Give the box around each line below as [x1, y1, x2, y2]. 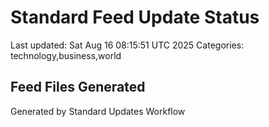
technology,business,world [10, 49, 122, 61]
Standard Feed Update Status [10, 6, 260, 29]
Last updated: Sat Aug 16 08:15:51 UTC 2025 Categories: [10, 39, 245, 51]
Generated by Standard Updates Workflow [10, 105, 186, 117]
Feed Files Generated [10, 79, 146, 96]
